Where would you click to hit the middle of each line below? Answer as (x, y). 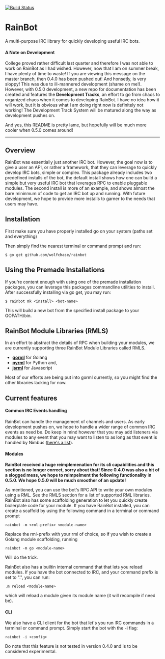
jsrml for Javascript (32, 368)
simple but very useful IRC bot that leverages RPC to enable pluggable (76, 183)
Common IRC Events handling (36, 411)
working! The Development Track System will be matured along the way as (81, 110)
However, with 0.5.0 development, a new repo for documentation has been (81, 89)
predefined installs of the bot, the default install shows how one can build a (81, 177)
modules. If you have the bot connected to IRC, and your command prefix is (82, 572)
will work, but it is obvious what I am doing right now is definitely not (74, 105)
